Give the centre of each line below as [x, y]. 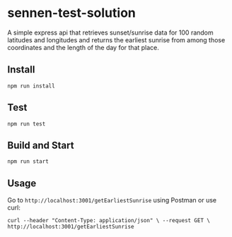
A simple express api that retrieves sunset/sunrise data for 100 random [110, 32]
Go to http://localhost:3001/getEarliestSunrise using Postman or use [112, 200]
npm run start [28, 162]
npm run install [31, 86]
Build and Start [41, 145]
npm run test [27, 124]
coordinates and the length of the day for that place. [83, 47]
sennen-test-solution [71, 13]
